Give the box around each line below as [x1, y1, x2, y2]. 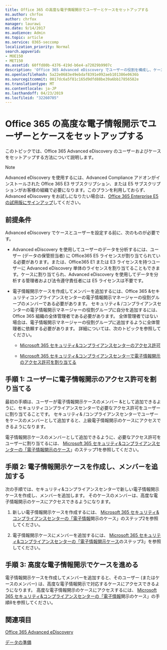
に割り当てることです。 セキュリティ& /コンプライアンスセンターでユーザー [5, 411, 159, 417]
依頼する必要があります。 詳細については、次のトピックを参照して [25, 326, 162, 331]
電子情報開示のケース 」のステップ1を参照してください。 [26, 446, 142, 452]
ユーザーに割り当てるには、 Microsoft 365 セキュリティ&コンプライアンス [5, 440, 156, 446]
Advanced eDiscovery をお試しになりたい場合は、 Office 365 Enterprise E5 [5, 193, 159, 199]
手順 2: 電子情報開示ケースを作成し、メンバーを [5, 463, 152, 471]
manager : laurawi [5, 21, 41, 26]
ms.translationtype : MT [5, 81, 55, 86]
